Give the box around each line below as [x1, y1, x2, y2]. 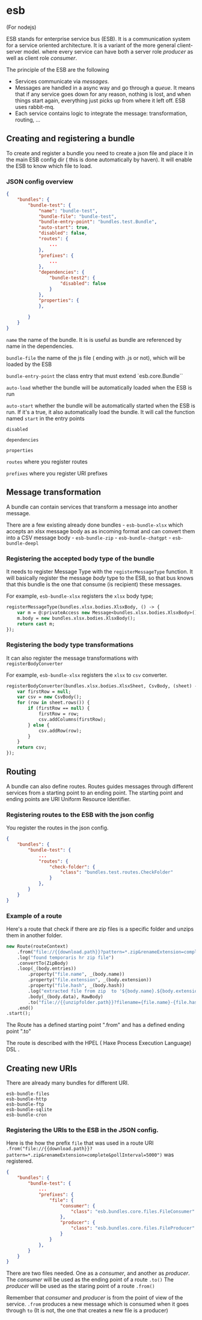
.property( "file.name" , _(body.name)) [28, 971, 125, 978]
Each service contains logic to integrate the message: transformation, [14, 110, 188, 117]
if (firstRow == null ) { [28, 705, 90, 711]
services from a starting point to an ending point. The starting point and [6, 789, 183, 796]
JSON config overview [6, 177, 73, 185]
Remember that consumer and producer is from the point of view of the [6, 1294, 183, 1301]
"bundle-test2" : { [49, 275, 96, 281]
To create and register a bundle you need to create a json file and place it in [6, 149, 194, 156]
